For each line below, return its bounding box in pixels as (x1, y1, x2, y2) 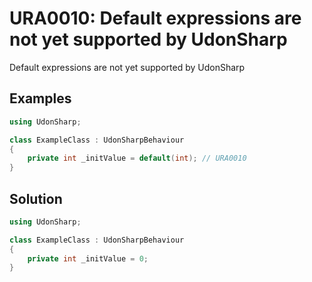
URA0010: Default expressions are (9, 7, 302, 30)
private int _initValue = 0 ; (27, 253, 149, 264)
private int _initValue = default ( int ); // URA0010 (27, 153, 247, 164)
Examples (9, 90, 72, 107)
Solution (9, 190, 63, 207)
